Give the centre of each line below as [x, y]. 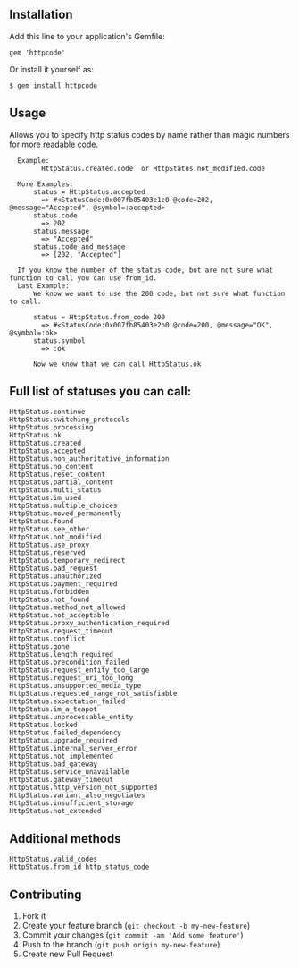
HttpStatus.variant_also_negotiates [77, 795]
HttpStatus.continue [48, 412]
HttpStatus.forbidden [50, 592]
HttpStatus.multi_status [55, 490]
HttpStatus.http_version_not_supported [83, 788]
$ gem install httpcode [54, 85]
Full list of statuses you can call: [100, 391]
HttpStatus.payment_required [63, 584]
